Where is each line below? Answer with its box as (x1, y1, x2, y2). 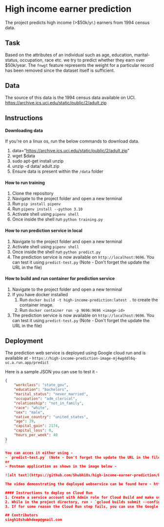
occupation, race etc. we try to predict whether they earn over (20, 57, 145, 63)
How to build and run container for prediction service (5, 276, 115, 282)
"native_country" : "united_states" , (14, 414, 89, 419)
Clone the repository (12, 190, 54, 196)
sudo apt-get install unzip (12, 158, 64, 164)
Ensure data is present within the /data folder (12, 168, 103, 174)
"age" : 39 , (14, 419, 36, 424)
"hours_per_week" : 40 (14, 433, 58, 438)
